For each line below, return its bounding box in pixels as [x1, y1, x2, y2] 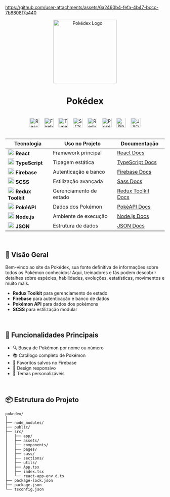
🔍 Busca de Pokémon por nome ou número [12, 345, 104, 351]
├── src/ [5, 429, 24, 435]
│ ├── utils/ [5, 460, 37, 466]
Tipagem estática [53, 158, 95, 165]
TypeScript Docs [117, 158, 157, 165]
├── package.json [5, 482, 42, 488]
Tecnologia [14, 140, 42, 147]
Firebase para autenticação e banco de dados [12, 295, 110, 302]
